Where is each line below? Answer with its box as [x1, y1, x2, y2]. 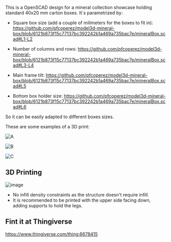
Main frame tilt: [12, 72, 45, 78]
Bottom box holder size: [12, 93, 63, 99]
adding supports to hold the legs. [12, 202, 83, 209]
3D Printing [5, 168, 42, 177]
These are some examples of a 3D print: [5, 124, 90, 129]
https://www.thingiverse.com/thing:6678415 [5, 231, 98, 237]
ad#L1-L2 [12, 36, 33, 42]
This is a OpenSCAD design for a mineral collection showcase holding [5, 5, 152, 10]
